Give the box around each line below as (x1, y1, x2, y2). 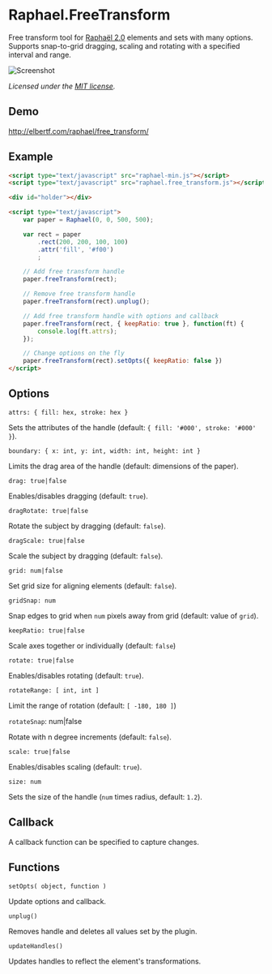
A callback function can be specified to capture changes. (8, 837, 200, 847)
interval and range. (8, 50, 71, 59)
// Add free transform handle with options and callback (23, 312, 219, 320)
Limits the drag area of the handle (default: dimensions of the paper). (8, 461, 239, 471)
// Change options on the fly (23, 349, 125, 358)
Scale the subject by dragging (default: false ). (8, 550, 164, 561)
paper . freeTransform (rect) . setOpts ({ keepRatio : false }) (23, 357, 223, 365)
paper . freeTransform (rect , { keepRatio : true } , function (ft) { (23, 319, 244, 328)
